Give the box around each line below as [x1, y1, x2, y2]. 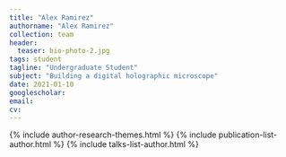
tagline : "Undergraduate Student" [9, 64, 139, 73]
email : [9, 96, 34, 106]
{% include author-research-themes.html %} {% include [9, 129, 217, 140]
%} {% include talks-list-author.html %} [53, 139, 199, 150]
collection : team [9, 30, 74, 39]
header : [9, 38, 39, 48]
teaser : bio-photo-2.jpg [17, 47, 110, 56]
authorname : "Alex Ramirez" [9, 22, 115, 31]
